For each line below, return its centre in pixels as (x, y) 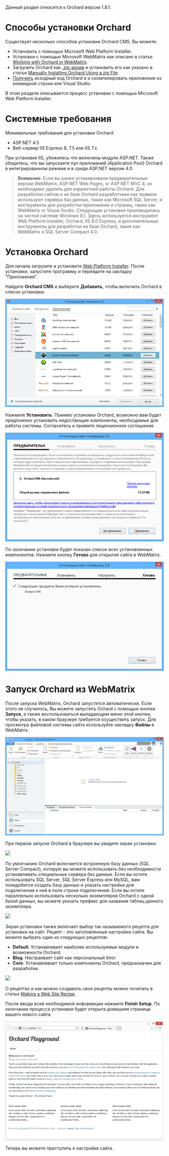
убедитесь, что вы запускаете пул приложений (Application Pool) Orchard (84, 163)
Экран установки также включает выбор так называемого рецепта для (82, 926)
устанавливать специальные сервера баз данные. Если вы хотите (76, 874)
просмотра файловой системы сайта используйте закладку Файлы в (80, 724)
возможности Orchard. (37, 952)
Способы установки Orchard (68, 28)
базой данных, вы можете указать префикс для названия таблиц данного (84, 901)
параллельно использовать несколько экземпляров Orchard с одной (80, 896)
